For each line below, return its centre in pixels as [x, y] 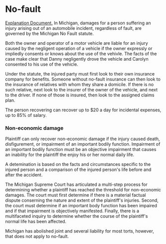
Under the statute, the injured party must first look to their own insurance [80, 74]
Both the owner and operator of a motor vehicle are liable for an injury [77, 43]
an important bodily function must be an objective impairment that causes [81, 150]
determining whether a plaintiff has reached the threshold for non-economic [83, 190]
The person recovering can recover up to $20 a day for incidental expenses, [83, 110]
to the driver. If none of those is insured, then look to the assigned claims [80, 95]
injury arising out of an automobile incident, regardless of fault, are [73, 28]
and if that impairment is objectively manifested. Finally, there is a [72, 211]
